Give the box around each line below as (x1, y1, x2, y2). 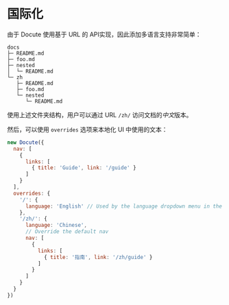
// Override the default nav (25, 228, 109, 235)
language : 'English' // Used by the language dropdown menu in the (25, 203, 223, 210)
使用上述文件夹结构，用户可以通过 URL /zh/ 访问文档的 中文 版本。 (7, 110, 193, 119)
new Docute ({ (7, 138, 45, 146)
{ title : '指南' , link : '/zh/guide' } (43, 254, 153, 260)
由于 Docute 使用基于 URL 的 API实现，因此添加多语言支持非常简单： (7, 30, 202, 38)
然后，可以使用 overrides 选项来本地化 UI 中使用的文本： (7, 125, 168, 134)
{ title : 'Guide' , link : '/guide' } (32, 164, 136, 171)
